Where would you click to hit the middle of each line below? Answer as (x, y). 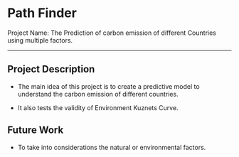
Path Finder (42, 13)
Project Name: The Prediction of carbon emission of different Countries (112, 33)
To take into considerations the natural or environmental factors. (112, 147)
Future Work (36, 130)
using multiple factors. (40, 40)
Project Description (51, 69)
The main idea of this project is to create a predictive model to (109, 86)
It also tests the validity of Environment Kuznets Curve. (98, 107)
